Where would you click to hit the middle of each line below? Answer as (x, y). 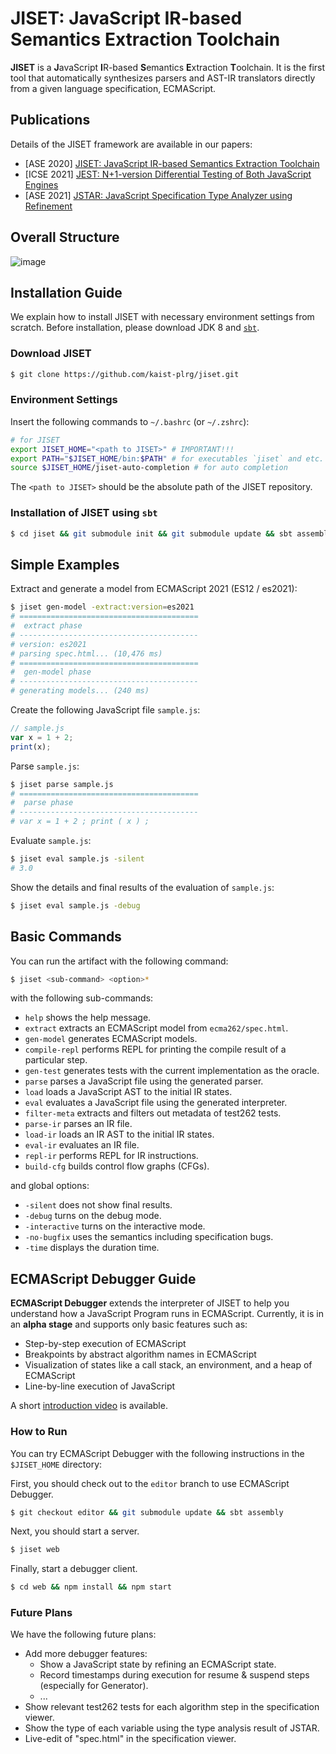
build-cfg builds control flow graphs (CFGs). (117, 1166)
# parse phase (42, 803)
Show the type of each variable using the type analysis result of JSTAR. (172, 1728)
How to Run (39, 1432)
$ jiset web (35, 1550)
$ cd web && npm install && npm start (91, 1587)
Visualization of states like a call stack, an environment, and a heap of (168, 1365)
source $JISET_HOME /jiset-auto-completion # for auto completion (149, 468)
